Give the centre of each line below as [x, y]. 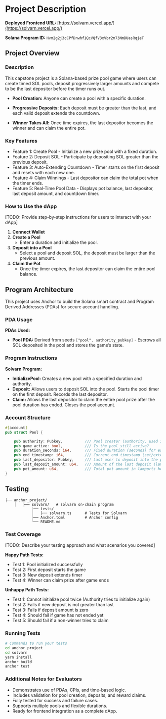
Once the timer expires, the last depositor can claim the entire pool [87, 269]
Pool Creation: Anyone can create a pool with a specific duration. [79, 98]
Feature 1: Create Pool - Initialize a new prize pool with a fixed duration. [85, 151]
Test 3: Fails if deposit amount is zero [50, 610]
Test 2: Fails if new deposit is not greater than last [63, 604]
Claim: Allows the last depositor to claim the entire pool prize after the [83, 399]
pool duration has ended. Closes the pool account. [64, 405]
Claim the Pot [26, 264]
